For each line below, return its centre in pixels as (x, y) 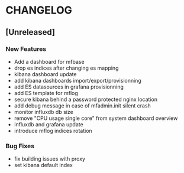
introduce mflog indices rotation (53, 130)
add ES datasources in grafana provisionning (69, 87)
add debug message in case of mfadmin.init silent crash (83, 105)
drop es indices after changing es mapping (66, 68)
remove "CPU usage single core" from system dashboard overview (96, 118)
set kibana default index (43, 165)
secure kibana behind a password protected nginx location (86, 99)
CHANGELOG (39, 10)
